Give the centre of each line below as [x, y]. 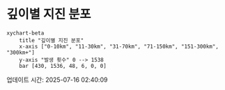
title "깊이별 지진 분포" [52, 40]
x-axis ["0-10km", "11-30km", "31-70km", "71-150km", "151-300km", [119, 46]
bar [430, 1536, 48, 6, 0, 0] [63, 66]
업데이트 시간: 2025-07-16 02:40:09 [57, 80]
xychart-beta [25, 33]
